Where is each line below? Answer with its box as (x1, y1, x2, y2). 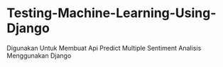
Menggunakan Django (6, 51, 72, 60)
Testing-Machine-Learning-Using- (6, 5, 217, 21)
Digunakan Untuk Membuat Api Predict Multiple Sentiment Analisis (6, 43, 202, 52)
